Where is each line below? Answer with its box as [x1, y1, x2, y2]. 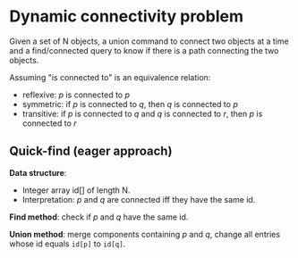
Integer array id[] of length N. [21, 185, 131, 196]
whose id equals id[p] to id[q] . [9, 238, 126, 249]
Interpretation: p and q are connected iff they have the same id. [21, 194, 256, 204]
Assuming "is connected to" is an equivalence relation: [9, 71, 211, 82]
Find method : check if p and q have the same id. [9, 212, 189, 222]
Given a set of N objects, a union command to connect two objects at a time [9, 36, 289, 46]
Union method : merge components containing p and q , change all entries [9, 229, 280, 239]
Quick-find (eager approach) [9, 144, 173, 159]
